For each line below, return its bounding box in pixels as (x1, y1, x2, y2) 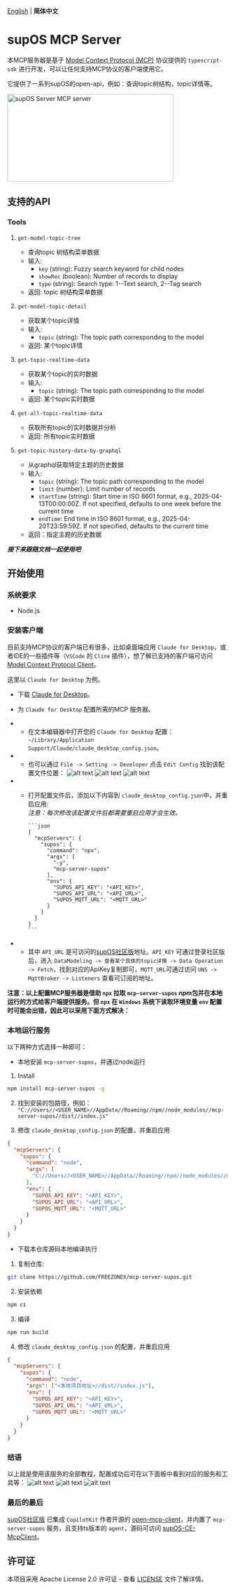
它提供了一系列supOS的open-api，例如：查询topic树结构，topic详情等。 (7, 79, 217, 88)
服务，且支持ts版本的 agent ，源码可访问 (46, 1523, 162, 1532)
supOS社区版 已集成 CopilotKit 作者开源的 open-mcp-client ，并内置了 (7, 1515, 212, 1523)
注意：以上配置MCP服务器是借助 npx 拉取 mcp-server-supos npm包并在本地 (7, 988, 223, 997)
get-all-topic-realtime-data (17, 410, 103, 417)
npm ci (7, 1301, 27, 1308)
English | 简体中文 (7, 7, 59, 15)
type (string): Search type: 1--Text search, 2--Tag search (38, 279, 201, 288)
